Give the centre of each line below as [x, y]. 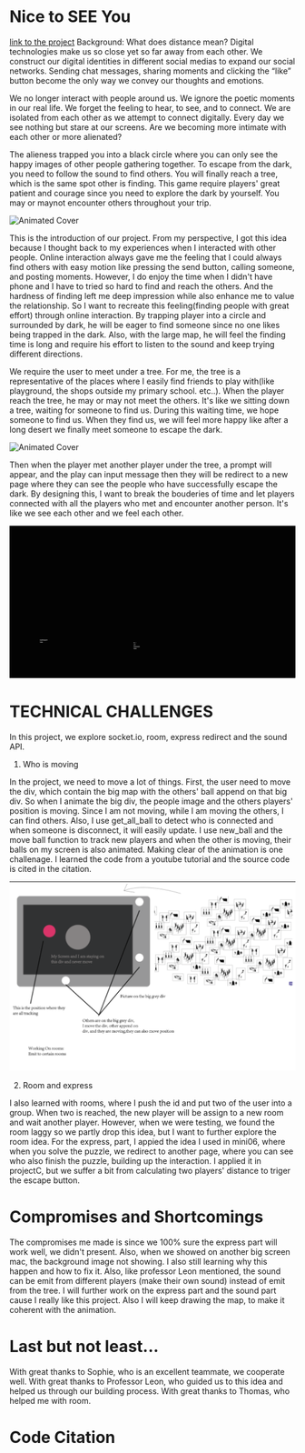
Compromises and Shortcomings [137, 1217]
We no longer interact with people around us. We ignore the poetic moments [152, 98]
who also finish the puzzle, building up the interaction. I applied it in [135, 1160]
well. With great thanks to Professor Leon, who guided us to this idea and [146, 1381]
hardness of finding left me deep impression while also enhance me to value [152, 296]
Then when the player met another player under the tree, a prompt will [141, 465]
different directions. [46, 354]
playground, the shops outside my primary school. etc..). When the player [147, 391]
